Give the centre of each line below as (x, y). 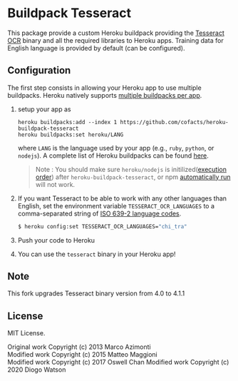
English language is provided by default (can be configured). (96, 48)
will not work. (55, 184)
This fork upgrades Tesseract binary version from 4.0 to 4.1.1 (96, 293)
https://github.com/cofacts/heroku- (175, 122)
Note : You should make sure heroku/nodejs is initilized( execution (131, 169)
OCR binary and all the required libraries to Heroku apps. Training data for (115, 40)
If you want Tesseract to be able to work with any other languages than (122, 198)
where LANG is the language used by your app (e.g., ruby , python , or (116, 148)
